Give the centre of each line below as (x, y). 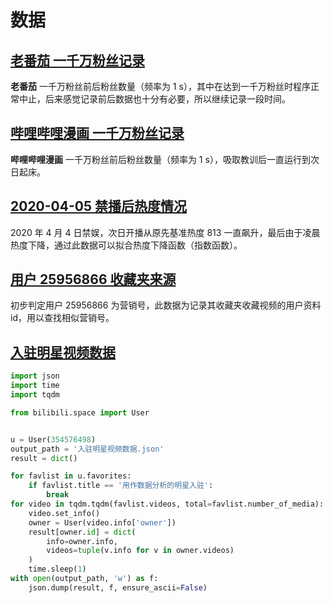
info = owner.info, (82, 541)
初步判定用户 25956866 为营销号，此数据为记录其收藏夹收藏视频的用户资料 (166, 305)
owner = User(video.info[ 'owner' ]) (102, 522)
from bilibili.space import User (80, 412)
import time (35, 386)
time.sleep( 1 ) (57, 569)
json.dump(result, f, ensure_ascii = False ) (118, 587)
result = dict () (44, 458)
